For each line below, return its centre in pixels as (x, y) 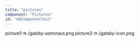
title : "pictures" (24, 10)
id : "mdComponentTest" (29, 19)
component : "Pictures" (29, 14)
